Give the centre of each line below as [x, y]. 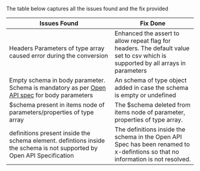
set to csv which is [140, 56]
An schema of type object [151, 80]
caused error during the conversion [59, 56]
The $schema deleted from [152, 105]
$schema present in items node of [57, 105]
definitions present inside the [50, 133]
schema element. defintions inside [57, 141]
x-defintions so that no [147, 152]
